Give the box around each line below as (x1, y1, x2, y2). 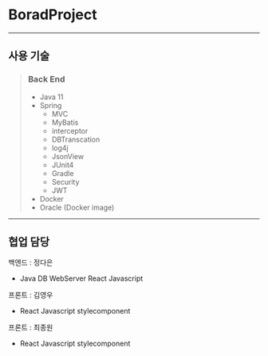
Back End (27, 74, 65, 85)
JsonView (51, 151, 85, 161)
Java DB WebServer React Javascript (19, 274, 144, 283)
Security (51, 177, 80, 186)
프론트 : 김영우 (8, 290, 53, 300)
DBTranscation (51, 134, 100, 144)
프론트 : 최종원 (8, 322, 53, 333)
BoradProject (8, 6, 97, 24)
